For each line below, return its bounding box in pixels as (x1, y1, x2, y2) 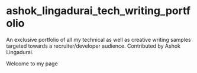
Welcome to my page (6, 60, 58, 67)
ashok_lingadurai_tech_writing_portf (6, 4, 191, 18)
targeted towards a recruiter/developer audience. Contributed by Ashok (6, 42, 180, 49)
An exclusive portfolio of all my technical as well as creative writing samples (6, 36, 191, 43)
